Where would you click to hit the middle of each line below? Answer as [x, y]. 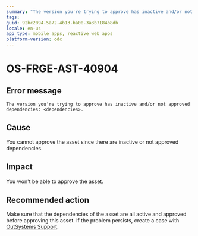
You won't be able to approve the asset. [55, 181]
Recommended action [48, 200]
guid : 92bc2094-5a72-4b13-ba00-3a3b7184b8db [62, 23]
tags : [13, 17]
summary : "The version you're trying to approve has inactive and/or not [100, 12]
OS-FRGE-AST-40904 [62, 69]
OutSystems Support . [32, 227]
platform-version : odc [34, 39]
